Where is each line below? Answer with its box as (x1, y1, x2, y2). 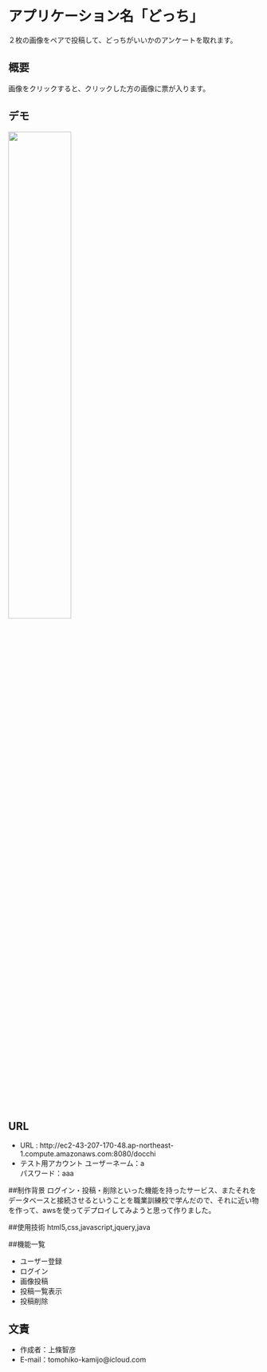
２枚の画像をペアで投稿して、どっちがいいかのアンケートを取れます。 (8, 35, 238, 45)
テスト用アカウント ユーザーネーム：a (19, 1159, 145, 1168)
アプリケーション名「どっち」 (8, 7, 204, 26)
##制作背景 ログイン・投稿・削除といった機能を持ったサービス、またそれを (8, 1186, 257, 1195)
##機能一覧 (8, 1239, 45, 1249)
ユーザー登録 (19, 1256, 62, 1267)
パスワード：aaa (19, 1168, 74, 1179)
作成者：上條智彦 (19, 1345, 77, 1354)
